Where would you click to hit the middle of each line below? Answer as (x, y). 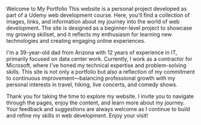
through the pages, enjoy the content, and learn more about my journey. (95, 103)
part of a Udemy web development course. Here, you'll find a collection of (98, 15)
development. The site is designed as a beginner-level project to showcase (99, 28)
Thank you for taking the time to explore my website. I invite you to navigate (100, 96)
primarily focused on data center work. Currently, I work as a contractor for (99, 59)
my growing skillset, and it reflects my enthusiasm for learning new (89, 34)
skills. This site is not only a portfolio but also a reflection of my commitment (100, 72)
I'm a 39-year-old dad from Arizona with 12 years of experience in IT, (92, 53)
